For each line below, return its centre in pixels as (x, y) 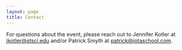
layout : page (23, 12)
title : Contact (25, 17)
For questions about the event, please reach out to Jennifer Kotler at (91, 34)
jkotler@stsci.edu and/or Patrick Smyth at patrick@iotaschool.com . (89, 40)
